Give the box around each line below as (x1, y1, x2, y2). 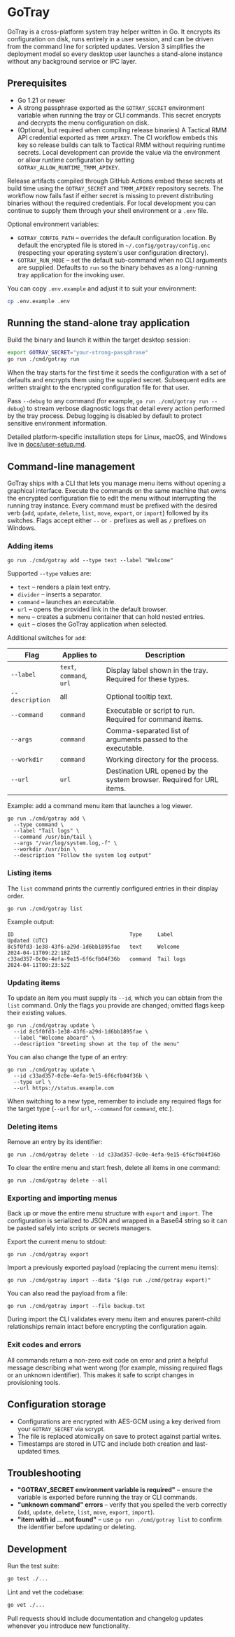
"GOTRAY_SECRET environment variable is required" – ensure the (17, 1486, 213, 1494)
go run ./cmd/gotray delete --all (7, 1177, 108, 1184)
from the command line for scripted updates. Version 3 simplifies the (7, 42, 205, 50)
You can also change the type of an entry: (7, 1052, 128, 1061)
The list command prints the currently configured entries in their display (7, 884, 219, 893)
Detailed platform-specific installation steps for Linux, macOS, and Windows (7, 433, 227, 441)
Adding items (7, 541, 54, 550)
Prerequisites (7, 78, 67, 90)
